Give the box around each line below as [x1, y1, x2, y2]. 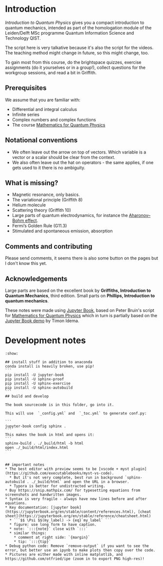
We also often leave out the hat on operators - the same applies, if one [12, 159, 154, 165]
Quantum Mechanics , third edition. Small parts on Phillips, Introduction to [5, 293, 155, 299]
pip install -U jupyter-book [5, 372, 64, 377]
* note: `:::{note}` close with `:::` [9, 526, 89, 531]
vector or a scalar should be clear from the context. [12, 154, 115, 160]
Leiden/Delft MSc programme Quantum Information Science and [5, 30, 134, 36]
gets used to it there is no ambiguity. [12, 165, 86, 171]
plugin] [131, 466, 147, 471]
